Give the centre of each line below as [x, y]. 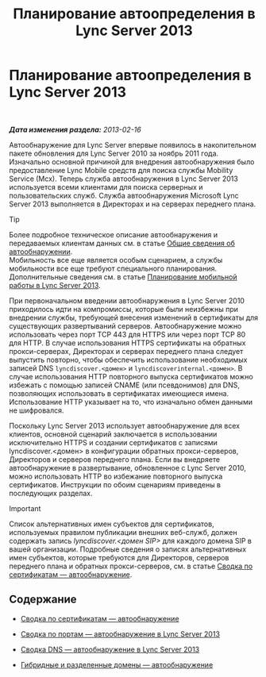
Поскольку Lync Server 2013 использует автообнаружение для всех [125, 425]
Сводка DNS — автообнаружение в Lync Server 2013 [110, 649]
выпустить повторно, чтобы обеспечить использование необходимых [128, 360]
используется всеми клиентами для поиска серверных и [106, 187]
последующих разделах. [51, 493]
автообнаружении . [41, 252]
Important [25, 508]
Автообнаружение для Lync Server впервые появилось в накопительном [133, 144]
